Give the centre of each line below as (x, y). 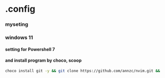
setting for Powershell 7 (30, 49)
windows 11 (19, 38)
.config (20, 9)
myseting (17, 25)
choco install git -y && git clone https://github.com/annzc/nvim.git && (83, 71)
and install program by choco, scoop (43, 60)
